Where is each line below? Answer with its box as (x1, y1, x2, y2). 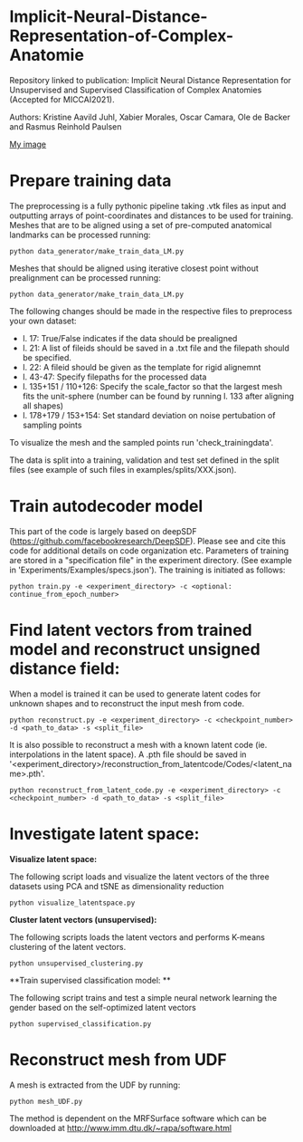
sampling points (22, 419, 82, 430)
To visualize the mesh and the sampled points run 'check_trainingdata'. (9, 437, 274, 447)
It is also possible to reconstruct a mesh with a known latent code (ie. (9, 739, 268, 750)
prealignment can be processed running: (9, 272, 161, 283)
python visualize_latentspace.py (9, 898, 136, 907)
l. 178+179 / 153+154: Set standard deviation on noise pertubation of (22, 409, 276, 420)
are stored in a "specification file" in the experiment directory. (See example (9, 554, 292, 565)
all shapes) (22, 400, 64, 411)
